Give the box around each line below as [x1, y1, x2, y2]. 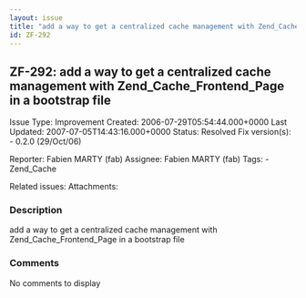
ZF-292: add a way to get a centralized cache [9, 64, 271, 79]
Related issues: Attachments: [9, 181, 118, 192]
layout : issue [9, 13, 64, 23]
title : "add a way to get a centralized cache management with [9, 22, 255, 31]
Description [9, 204, 63, 217]
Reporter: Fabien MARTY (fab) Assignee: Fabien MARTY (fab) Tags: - [9, 154, 270, 165]
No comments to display [9, 277, 101, 288]
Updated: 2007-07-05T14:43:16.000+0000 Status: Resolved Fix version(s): [9, 127, 291, 138]
